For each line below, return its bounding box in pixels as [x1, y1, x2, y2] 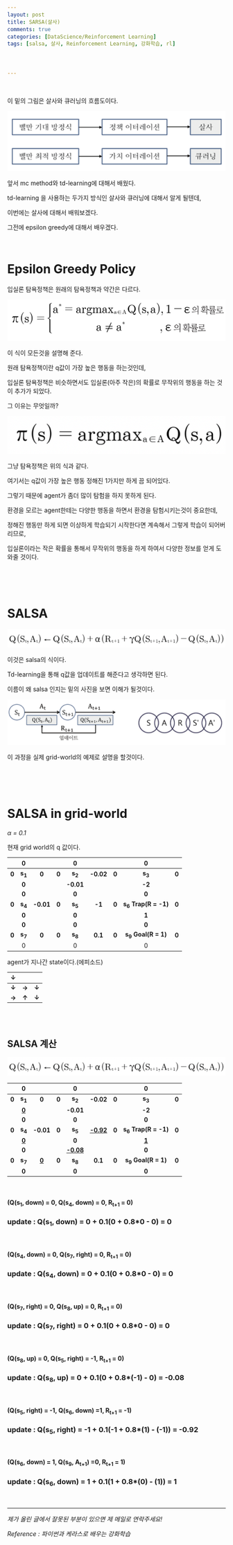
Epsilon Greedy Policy [7, 261, 137, 277]
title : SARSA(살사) [7, 18, 61, 26]
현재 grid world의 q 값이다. [7, 843, 81, 852]
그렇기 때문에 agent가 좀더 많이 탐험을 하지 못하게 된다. [7, 491, 157, 500]
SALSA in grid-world [7, 806, 128, 821]
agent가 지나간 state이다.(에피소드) [7, 957, 103, 966]
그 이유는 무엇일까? [7, 401, 59, 410]
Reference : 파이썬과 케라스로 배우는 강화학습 [7, 1529, 131, 1538]
